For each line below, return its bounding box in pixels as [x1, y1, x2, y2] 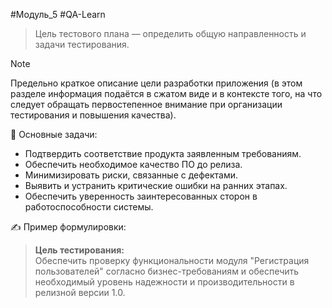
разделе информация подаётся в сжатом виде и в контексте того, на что [10, 88, 323, 99]
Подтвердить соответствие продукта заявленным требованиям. [24, 148, 302, 159]
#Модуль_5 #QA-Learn [10, 9, 106, 20]
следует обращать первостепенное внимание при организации [10, 99, 283, 110]
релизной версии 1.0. [34, 287, 126, 298]
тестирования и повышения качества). [10, 109, 177, 121]
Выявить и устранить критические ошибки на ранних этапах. [24, 180, 288, 191]
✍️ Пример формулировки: [10, 221, 127, 233]
